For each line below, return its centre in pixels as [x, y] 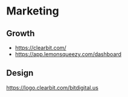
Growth [21, 33]
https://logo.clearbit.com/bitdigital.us [52, 87]
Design [20, 73]
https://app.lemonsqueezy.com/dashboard [68, 54]
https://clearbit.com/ [40, 48]
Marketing [33, 11]
